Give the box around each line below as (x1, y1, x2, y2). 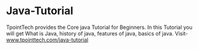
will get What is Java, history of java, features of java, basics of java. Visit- (6, 30, 188, 37)
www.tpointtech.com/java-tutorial (6, 36, 89, 43)
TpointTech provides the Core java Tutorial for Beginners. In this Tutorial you (6, 24, 193, 31)
